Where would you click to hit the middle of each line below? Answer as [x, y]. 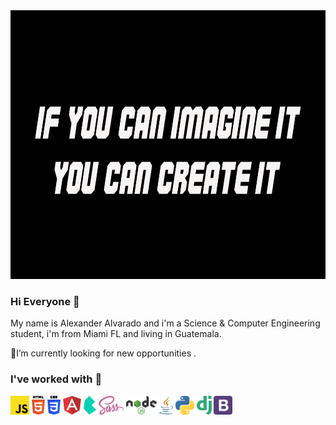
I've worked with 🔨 [56, 379]
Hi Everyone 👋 [45, 301]
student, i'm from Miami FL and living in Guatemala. [116, 334]
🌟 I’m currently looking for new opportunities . [103, 353]
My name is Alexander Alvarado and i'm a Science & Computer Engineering [165, 323]
